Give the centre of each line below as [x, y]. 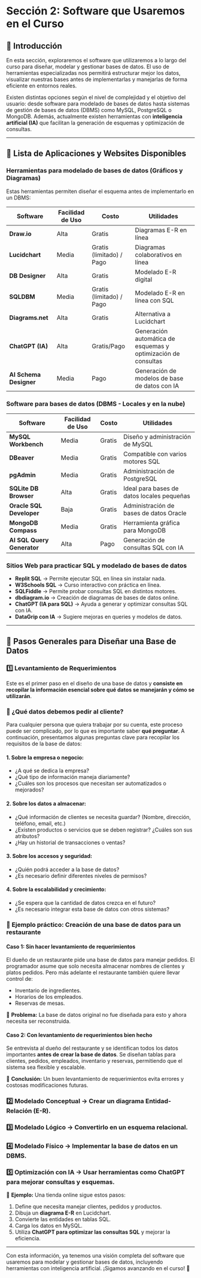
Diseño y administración [157, 437]
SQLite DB [24, 488]
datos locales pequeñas [157, 496]
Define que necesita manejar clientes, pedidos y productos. [88, 1207]
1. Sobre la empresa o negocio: [45, 757]
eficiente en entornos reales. [42, 86]
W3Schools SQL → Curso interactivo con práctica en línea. [88, 585]
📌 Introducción [34, 46]
